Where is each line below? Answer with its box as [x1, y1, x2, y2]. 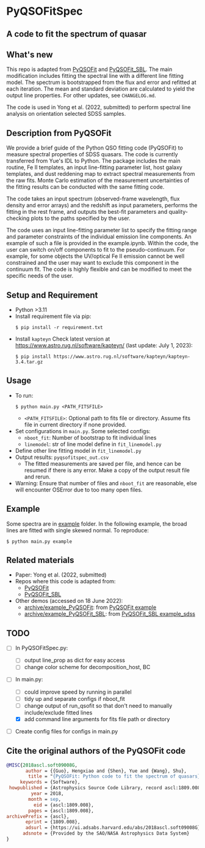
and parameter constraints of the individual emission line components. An [6, 233, 192, 240]
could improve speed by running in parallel [24, 688, 132, 695]
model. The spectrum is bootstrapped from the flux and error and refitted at [6, 78, 196, 86]
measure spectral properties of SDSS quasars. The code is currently [6, 151, 178, 158]
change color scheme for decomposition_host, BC [24, 664, 151, 671]
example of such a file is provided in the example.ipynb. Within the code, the [6, 240, 199, 247]
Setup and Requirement [6, 290, 98, 300]
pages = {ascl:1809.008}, [28, 808, 95, 814]
